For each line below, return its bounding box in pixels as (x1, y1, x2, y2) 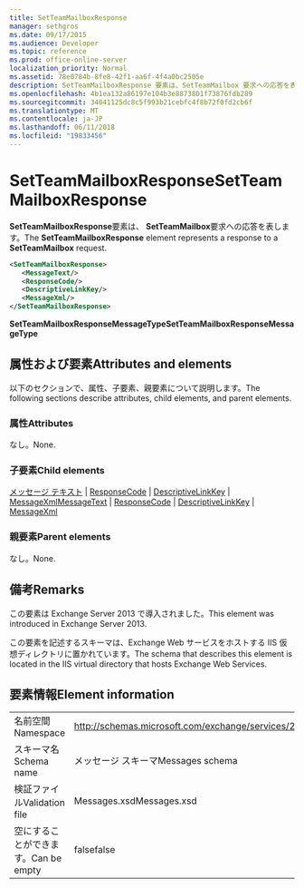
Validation (23, 796, 65, 809)
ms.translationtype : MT (9, 106, 100, 115)
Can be (31, 852, 62, 864)
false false (73, 844, 116, 856)
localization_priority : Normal (9, 64, 128, 73)
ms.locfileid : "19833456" (9, 132, 107, 141)
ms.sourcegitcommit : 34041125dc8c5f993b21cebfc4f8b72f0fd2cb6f (9, 97, 253, 107)
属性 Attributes (9, 416, 74, 429)
